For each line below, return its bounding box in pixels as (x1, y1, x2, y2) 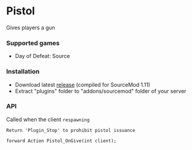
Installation (6, 68, 40, 76)
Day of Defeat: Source (14, 53, 70, 60)
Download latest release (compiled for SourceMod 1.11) (14, 81, 151, 88)
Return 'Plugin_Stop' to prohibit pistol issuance (6, 127, 136, 133)
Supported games (6, 39, 60, 47)
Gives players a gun (6, 24, 55, 31)
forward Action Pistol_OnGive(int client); (6, 137, 117, 144)
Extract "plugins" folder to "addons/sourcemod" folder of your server (14, 87, 187, 94)
